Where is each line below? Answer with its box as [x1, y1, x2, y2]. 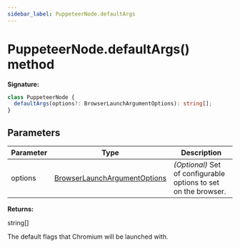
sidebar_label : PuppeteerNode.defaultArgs [7, 10, 136, 18]
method [7, 56, 55, 72]
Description [181, 148, 222, 157]
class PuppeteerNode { [7, 93, 75, 100]
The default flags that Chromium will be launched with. [7, 232, 169, 241]
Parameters [7, 126, 61, 139]
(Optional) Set [173, 160, 221, 170]
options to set [173, 177, 220, 187]
